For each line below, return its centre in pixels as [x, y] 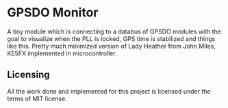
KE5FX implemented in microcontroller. [62, 53]
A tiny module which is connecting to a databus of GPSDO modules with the [114, 31]
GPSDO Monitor [53, 13]
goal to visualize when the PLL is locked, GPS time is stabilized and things [111, 38]
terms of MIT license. [37, 98]
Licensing [28, 75]
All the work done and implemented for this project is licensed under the [109, 91]
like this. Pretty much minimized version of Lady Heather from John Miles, [111, 46]
